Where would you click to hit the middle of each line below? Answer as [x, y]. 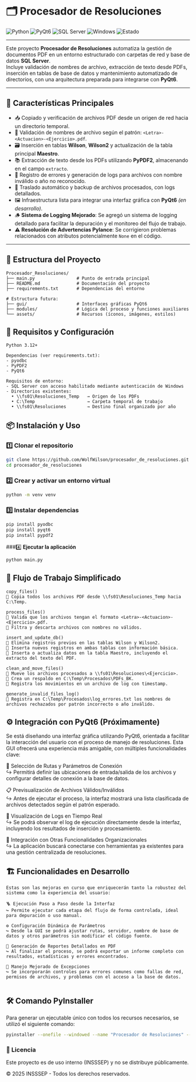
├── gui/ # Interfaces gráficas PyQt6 [77, 304]
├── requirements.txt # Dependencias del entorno [75, 288]
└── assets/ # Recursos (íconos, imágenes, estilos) [91, 314]
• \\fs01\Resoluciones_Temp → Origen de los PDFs [76, 397]
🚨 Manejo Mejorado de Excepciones [48, 967]
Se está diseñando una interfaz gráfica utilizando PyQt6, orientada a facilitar [98, 736]
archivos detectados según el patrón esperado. [63, 805]
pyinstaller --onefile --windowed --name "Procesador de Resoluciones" [95, 1035]
